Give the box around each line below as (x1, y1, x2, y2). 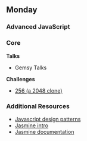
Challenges (6, 75, 35, 82)
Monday (6, 5, 38, 15)
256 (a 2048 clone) (14, 87, 63, 94)
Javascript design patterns (14, 115, 81, 122)
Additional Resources (6, 102, 70, 110)
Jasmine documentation (14, 128, 74, 135)
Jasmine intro (14, 122, 49, 129)
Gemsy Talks (14, 64, 47, 71)
